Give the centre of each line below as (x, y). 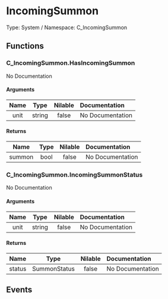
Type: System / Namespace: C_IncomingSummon (67, 27)
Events (19, 290)
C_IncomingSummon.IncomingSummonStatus (75, 175)
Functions (25, 46)
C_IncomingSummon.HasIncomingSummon (71, 63)
